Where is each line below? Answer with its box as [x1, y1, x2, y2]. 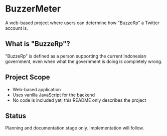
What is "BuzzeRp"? [5, 40, 70, 48]
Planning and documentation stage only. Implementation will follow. [5, 125, 144, 131]
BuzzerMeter [5, 3, 61, 15]
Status [5, 111, 27, 120]
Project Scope [5, 73, 50, 82]
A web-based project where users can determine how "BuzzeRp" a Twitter [5, 20, 159, 26]
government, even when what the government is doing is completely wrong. [5, 58, 162, 64]
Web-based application [12, 86, 61, 92]
